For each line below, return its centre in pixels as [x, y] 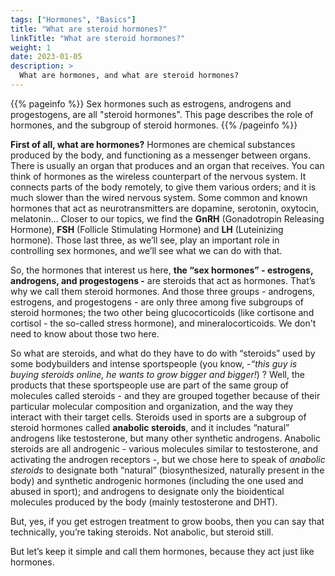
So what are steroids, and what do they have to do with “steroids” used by [163, 353]
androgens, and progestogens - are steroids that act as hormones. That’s [163, 280]
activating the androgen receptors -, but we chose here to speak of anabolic [168, 459]
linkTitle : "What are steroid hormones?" [98, 38]
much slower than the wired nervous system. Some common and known [159, 197]
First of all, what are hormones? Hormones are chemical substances [153, 144]
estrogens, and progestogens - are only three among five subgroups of [157, 302]
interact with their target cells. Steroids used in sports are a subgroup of [158, 417]
